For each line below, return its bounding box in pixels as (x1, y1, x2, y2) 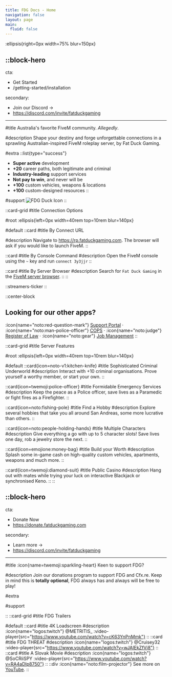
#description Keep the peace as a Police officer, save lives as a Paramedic (5, 389, 162, 395)
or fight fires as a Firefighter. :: (5, 394, 69, 401)
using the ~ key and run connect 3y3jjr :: (5, 258, 92, 264)
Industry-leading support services (12, 171, 87, 177)
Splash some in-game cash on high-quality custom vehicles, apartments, (5, 452, 160, 458)
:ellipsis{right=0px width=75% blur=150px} (5, 41, 96, 47)
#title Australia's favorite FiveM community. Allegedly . (5, 124, 119, 131)
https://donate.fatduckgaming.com (12, 522, 87, 528)
